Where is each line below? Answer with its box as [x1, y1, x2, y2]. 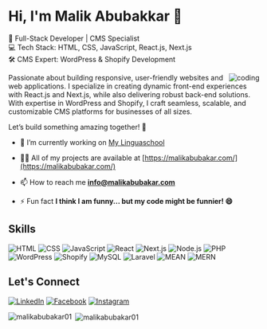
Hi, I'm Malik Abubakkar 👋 [8, 7, 183, 25]
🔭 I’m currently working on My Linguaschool [19, 137, 165, 147]
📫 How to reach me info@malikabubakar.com [19, 177, 175, 186]
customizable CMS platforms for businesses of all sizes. [8, 107, 193, 116]
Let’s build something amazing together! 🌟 [8, 122, 147, 131]
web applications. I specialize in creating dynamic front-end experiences [8, 81, 247, 91]
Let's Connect [8, 275, 80, 289]
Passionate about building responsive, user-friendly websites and [8, 72, 223, 82]
